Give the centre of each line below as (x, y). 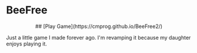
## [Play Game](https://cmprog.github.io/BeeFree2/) (99, 26)
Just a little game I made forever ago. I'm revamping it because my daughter (98, 37)
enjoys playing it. (26, 44)
